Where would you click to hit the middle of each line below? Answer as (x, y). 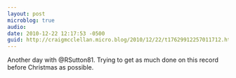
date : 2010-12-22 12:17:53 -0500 (56, 33)
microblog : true (31, 20)
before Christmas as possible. (51, 67)
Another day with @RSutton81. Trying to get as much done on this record (113, 60)
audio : (17, 27)
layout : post (26, 14)
